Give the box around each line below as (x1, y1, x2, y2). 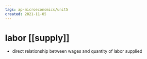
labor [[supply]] (5, 32, 70, 44)
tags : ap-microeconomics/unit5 (5, 7, 68, 12)
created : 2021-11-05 (5, 12, 47, 16)
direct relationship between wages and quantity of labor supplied (12, 48, 143, 54)
